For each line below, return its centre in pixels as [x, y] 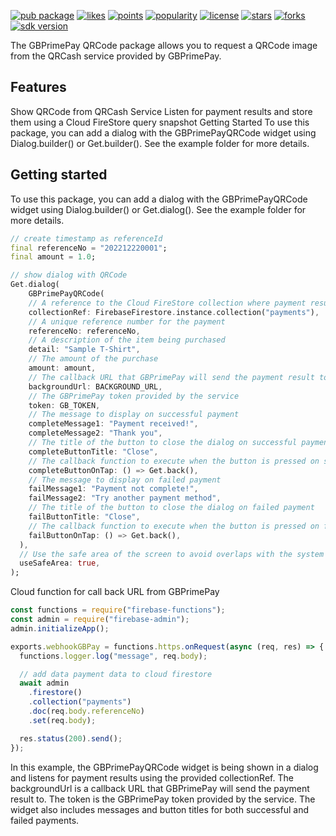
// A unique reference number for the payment [127, 321]
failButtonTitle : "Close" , [84, 517]
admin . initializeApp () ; [60, 628]
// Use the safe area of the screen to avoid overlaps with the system [172, 554]
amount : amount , [62, 368]
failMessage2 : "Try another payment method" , [125, 498]
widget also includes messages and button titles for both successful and [159, 809]
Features [38, 87]
